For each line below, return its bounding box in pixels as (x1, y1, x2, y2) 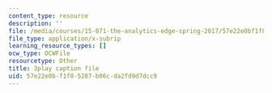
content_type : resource (8, 11, 89, 20)
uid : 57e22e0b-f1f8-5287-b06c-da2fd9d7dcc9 (8, 72, 158, 80)
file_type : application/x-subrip (8, 34, 121, 43)
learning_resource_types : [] (8, 42, 107, 50)
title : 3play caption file (8, 65, 100, 73)
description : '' (8, 19, 63, 27)
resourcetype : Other (8, 57, 79, 66)
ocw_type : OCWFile (8, 49, 70, 57)
